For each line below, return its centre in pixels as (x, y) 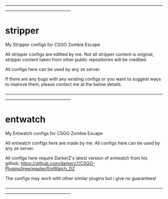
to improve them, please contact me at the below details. (64, 84)
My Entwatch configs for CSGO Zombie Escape (54, 133)
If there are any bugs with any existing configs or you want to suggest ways (83, 79)
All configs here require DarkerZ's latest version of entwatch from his (76, 158)
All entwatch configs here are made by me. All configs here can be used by (83, 143)
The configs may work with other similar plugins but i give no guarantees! (81, 178)
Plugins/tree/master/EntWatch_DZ (40, 168)
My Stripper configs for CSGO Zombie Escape (53, 44)
